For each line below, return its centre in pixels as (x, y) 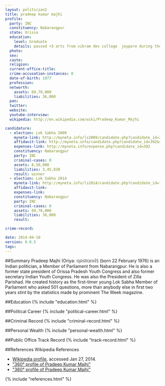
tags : (11, 246)
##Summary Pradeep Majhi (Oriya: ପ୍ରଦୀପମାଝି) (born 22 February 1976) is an (82, 261)
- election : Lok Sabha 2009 (38, 133)
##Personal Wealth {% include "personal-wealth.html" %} (64, 330)
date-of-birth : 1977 (30, 78)
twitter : (18, 106)
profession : (22, 83)
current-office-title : (33, 69)
